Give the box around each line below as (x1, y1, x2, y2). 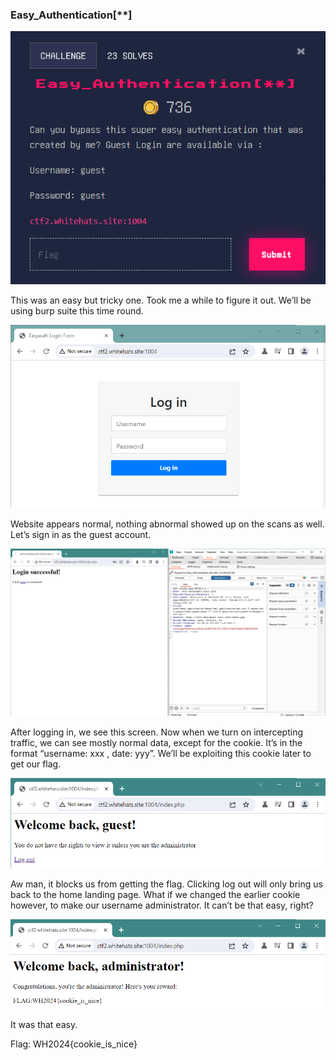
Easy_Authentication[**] (10, 8, 133, 22)
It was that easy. (10, 1018, 78, 1030)
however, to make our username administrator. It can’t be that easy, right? (10, 899, 314, 911)
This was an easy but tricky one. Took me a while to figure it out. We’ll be (10, 294, 312, 307)
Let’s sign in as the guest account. (10, 528, 152, 540)
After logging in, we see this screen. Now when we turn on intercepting (10, 726, 303, 738)
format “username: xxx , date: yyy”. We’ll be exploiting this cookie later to (10, 747, 312, 759)
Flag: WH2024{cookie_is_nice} (10, 1038, 138, 1050)
